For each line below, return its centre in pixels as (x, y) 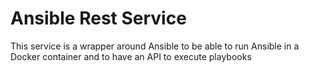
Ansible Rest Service (98, 18)
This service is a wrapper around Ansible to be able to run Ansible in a (155, 46)
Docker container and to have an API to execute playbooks (131, 56)
